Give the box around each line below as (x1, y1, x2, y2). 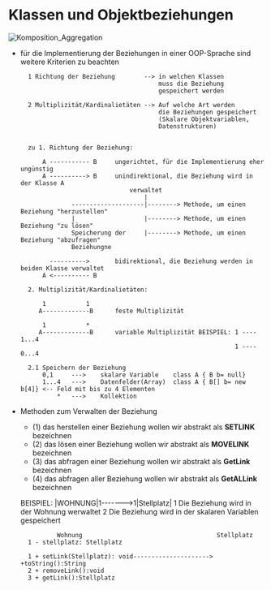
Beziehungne (71, 243, 112, 251)
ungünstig (19, 165, 54, 173)
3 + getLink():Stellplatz (28, 574, 115, 582)
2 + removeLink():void (28, 566, 105, 575)
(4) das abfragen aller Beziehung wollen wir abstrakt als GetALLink (32, 473, 258, 484)
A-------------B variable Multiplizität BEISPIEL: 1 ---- (38, 328, 257, 336)
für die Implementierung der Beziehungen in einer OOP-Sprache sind (19, 48, 252, 58)
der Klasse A (19, 179, 65, 187)
